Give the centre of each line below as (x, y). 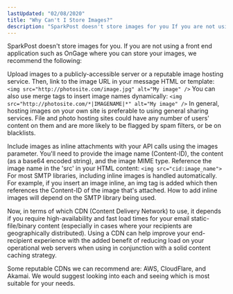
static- (200, 219)
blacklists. (21, 133)
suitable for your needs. (41, 284)
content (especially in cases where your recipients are (115, 226)
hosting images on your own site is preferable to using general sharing (108, 111)
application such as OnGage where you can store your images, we (102, 53)
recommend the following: (44, 61)
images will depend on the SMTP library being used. (82, 198)
